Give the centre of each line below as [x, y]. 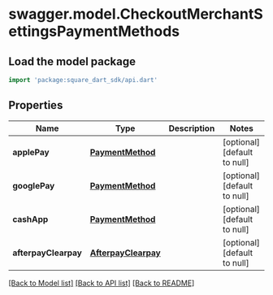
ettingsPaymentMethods [94, 31]
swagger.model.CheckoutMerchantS [136, 14]
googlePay [34, 185]
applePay [31, 152]
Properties [36, 105]
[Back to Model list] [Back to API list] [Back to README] [102, 283]
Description [192, 128]
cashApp [30, 219]
